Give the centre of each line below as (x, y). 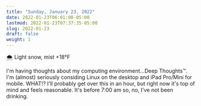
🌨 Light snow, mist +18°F (38, 57)
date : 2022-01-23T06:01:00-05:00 (48, 17)
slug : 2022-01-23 (28, 28)
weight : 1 (19, 40)
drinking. (17, 96)
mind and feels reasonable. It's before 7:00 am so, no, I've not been (90, 90)
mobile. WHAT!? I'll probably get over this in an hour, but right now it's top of (100, 84)
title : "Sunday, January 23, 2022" (51, 12)
